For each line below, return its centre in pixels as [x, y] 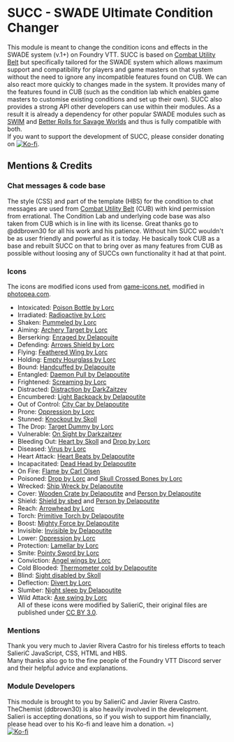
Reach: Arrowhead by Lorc [56, 508]
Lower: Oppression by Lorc [56, 538]
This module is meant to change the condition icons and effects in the [108, 47]
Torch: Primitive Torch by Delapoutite [71, 515]
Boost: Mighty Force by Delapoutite [68, 523]
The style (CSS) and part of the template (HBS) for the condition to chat [110, 201]
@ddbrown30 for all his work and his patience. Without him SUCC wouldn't [115, 231]
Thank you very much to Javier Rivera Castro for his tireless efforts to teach [116, 646]
